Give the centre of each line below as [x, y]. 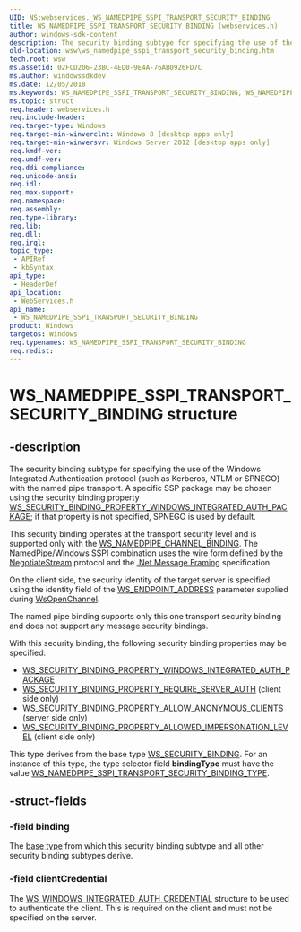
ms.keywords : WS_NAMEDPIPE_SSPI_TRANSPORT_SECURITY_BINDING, [126, 92]
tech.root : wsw [38, 59]
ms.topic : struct [42, 101]
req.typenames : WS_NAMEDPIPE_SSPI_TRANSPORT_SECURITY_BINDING [128, 342]
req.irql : [28, 243]
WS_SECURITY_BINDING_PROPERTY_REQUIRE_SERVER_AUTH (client [152, 689]
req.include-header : [48, 117]
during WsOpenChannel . [55, 599]
